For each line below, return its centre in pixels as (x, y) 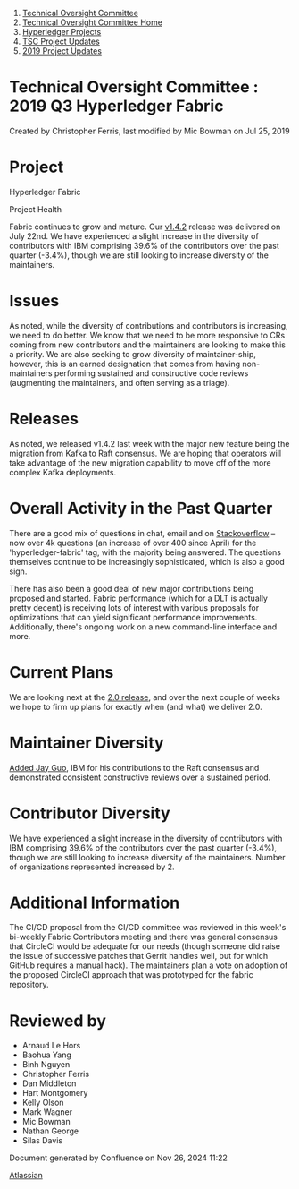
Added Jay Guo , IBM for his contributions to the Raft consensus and (134, 767)
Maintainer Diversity (87, 743)
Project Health (36, 209)
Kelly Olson (43, 1103)
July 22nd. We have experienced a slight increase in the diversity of (134, 235)
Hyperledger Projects (62, 32)
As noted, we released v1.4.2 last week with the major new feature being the (149, 443)
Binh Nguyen (46, 1065)
